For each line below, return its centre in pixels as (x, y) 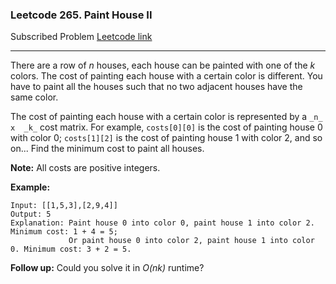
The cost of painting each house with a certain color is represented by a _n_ (166, 117)
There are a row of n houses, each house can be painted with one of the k (163, 65)
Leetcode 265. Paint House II (81, 15)
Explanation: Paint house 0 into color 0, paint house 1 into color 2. (162, 223)
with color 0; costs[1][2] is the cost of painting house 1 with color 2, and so (166, 138)
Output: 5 (31, 214)
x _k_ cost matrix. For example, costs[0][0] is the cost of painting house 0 (166, 127)
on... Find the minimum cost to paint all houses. (107, 149)
